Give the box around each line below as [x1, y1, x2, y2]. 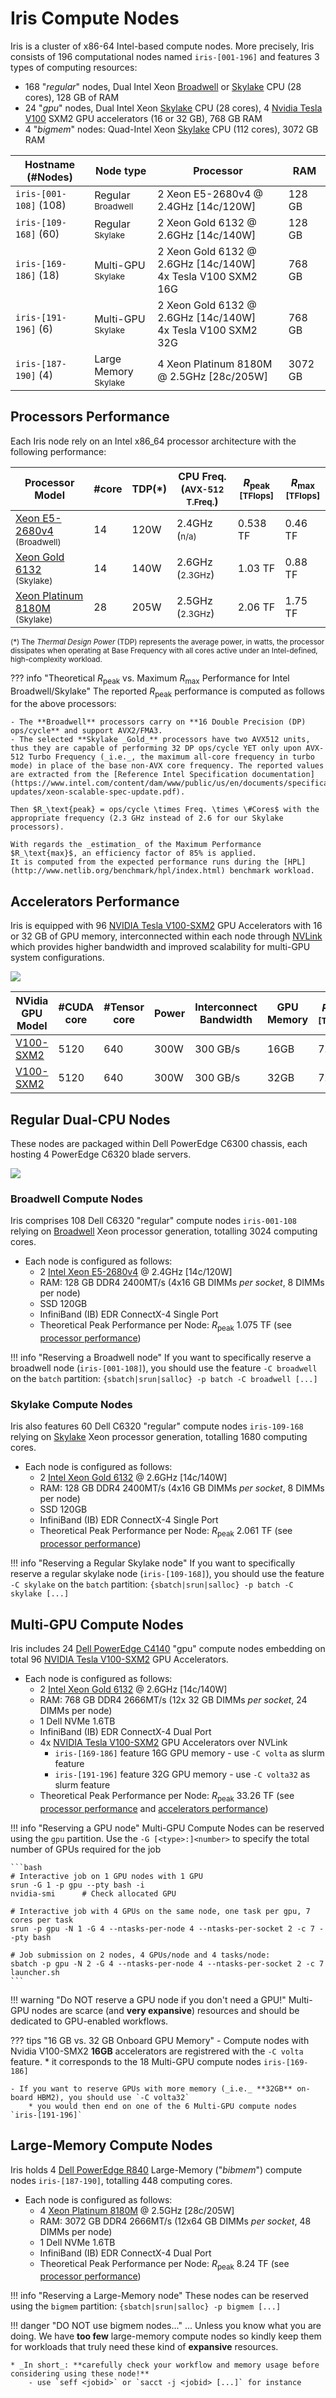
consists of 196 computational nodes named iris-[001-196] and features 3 [10, 50, 320, 62]
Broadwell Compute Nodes [10, 1192, 143, 1206]
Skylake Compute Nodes [10, 1397, 133, 1411]
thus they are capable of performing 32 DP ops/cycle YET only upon [10, 743, 302, 754]
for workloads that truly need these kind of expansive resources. [10, 2341, 279, 2353]
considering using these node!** [10, 2369, 150, 2379]
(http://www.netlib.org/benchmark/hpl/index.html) [10, 866, 226, 876]
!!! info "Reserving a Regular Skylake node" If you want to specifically [10, 1557, 296, 1569]
